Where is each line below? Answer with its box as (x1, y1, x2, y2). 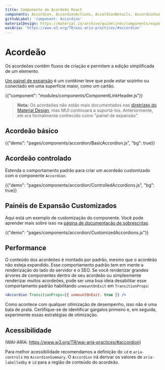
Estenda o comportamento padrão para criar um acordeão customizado (5, 167, 151, 173)
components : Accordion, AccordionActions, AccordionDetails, (5, 12, 133, 17)
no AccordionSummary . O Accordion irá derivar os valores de (24, 354, 142, 360)
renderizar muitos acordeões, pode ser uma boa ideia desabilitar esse (5, 278, 147, 284)
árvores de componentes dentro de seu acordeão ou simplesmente (5, 272, 141, 278)
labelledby (5, 360, 27, 365)
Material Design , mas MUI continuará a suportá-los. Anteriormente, (17, 107, 153, 113)
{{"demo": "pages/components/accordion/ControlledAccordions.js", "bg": (5, 182, 155, 188)
